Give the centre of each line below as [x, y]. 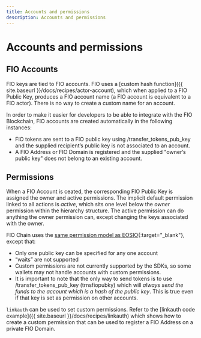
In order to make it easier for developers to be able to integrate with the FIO [99, 114]
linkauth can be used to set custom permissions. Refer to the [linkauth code [100, 310]
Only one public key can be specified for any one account [86, 253]
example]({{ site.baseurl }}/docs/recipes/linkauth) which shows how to [94, 316]
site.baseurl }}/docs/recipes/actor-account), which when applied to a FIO [97, 90]
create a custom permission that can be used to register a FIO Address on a [100, 322]
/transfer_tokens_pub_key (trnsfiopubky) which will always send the [99, 285]
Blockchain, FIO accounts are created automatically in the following [89, 121]
